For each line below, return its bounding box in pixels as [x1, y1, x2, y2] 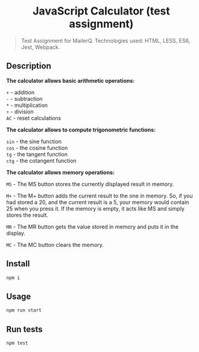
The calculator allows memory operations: [6, 168, 115, 176]
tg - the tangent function [6, 150, 68, 158]
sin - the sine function [6, 138, 62, 145]
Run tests [6, 324, 43, 334]
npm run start [6, 307, 42, 313]
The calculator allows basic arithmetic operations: [6, 77, 135, 84]
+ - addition [6, 89, 35, 96]
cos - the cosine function [6, 144, 68, 152]
